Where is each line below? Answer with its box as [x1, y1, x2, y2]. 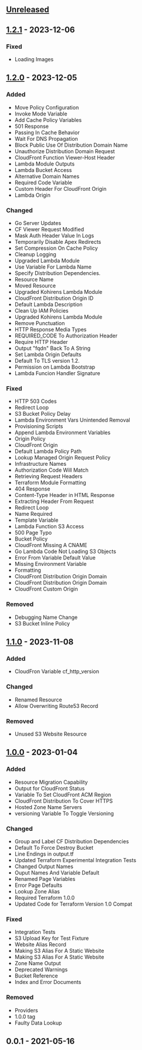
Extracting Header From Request [14, 498, 94, 505]
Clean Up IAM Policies [14, 307, 69, 314]
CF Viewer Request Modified [14, 226, 84, 233]
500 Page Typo [14, 529, 52, 536]
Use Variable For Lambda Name [14, 263, 92, 270]
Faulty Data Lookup [14, 1019, 62, 1026]
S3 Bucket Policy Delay [14, 410, 71, 418]
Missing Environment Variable [14, 561, 87, 568]
